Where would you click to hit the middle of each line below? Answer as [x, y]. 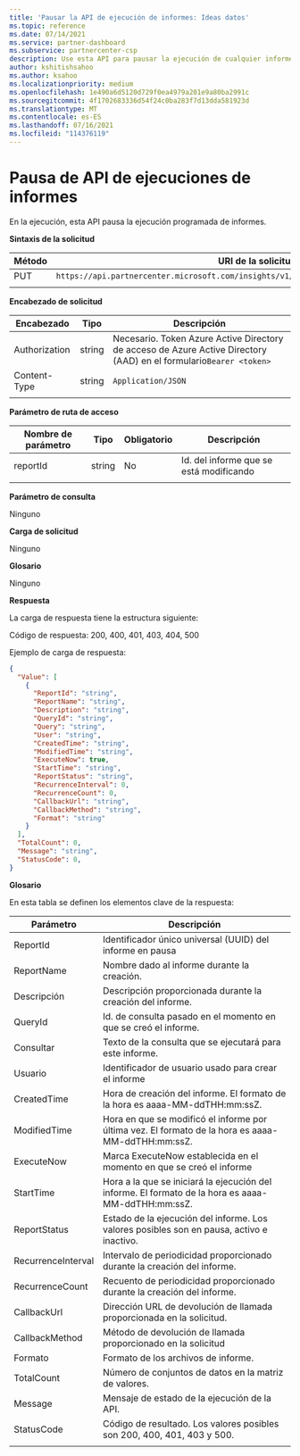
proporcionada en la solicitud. [165, 1318]
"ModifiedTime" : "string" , [83, 752]
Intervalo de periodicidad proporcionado [187, 1255]
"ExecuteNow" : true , [71, 760]
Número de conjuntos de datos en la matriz [193, 1372]
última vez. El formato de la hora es [176, 1130]
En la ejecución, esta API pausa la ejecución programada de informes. [138, 221]
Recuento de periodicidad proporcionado [188, 1280]
